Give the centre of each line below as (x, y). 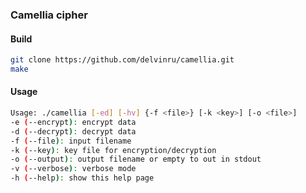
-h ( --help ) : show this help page (82, 178)
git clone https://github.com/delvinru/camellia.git (122, 60)
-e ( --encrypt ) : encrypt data (73, 122)
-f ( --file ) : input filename (71, 141)
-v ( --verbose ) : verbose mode (73, 169)
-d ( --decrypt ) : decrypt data (73, 131)
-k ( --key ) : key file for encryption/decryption (113, 150)
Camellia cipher (49, 15)
